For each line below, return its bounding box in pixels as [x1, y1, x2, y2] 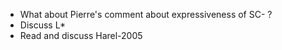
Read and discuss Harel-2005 [19, 30, 143, 41]
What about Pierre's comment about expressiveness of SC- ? [19, 9, 273, 20]
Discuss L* [19, 19, 67, 31]
